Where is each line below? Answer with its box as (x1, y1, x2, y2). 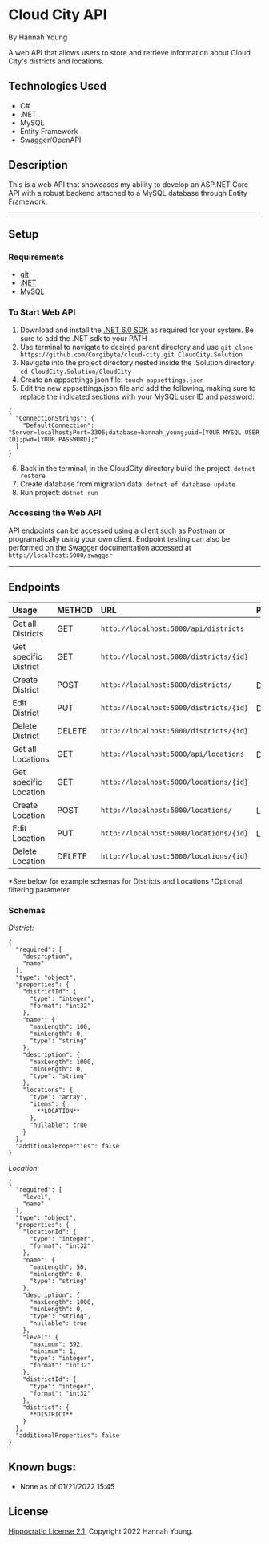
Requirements (8, 251, 65, 262)
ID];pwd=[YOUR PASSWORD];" (8, 435, 98, 443)
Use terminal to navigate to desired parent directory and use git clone (19, 342, 254, 351)
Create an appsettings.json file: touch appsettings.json (19, 375, 204, 384)
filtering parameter (8, 884, 70, 894)
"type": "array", (29, 1093, 88, 1101)
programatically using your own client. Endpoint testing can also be (8, 534, 231, 543)
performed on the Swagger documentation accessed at (8, 542, 192, 552)
